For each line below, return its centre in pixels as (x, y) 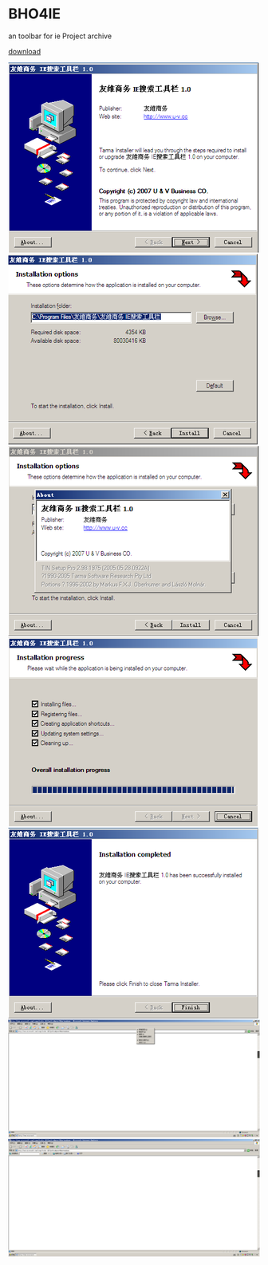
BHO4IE (35, 14)
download (25, 51)
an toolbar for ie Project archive (60, 36)
